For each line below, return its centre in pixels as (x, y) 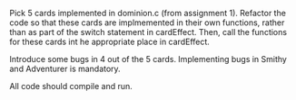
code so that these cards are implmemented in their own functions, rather (147, 23)
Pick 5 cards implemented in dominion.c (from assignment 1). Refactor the (148, 13)
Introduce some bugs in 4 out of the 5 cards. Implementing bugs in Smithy (148, 59)
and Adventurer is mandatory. (65, 68)
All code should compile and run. (71, 86)
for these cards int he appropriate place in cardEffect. (110, 41)
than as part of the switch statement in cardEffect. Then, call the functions (148, 32)
